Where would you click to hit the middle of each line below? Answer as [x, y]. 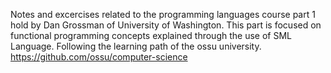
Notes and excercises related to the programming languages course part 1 [163, 14]
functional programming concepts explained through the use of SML [151, 35]
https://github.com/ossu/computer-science [99, 57]
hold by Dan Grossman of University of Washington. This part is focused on [166, 25]
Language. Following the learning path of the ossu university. [136, 46]
